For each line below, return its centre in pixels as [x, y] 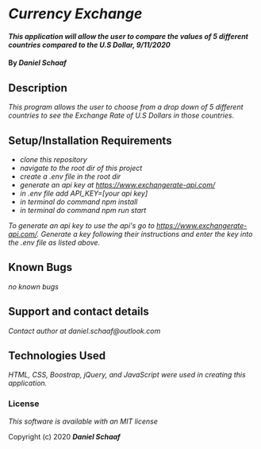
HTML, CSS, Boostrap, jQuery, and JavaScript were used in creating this [127, 375]
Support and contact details [79, 312]
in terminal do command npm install [79, 202]
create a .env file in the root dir [70, 176]
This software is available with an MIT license [83, 421]
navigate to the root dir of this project [81, 168]
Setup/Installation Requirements [90, 140]
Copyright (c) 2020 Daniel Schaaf [64, 436]
